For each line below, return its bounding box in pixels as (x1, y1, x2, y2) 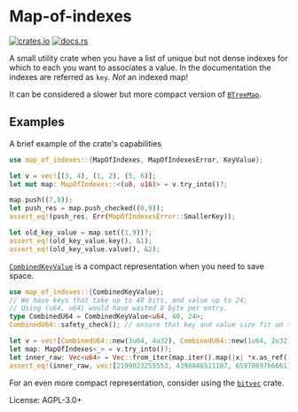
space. (9, 270, 35, 281)
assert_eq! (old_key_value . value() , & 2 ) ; (9, 244, 161, 254)
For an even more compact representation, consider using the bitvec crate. (9, 377, 285, 388)
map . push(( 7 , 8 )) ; (9, 195, 74, 205)
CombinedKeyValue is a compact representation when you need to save (9, 260, 264, 272)
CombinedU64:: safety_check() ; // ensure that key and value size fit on (9, 321, 284, 329)
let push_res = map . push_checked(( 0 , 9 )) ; (9, 204, 165, 213)
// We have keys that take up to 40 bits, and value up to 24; (9, 296, 248, 305)
